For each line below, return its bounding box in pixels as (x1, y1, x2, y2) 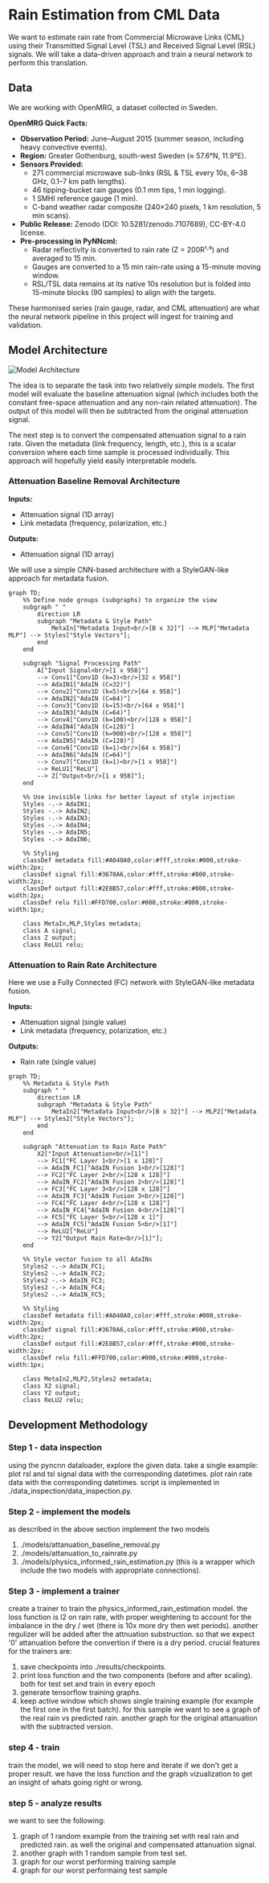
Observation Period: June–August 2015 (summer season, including (19, 133, 244, 143)
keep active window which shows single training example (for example (19, 1696, 255, 1706)
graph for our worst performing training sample (19, 1857, 177, 1867)
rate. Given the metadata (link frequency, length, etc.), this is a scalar (8, 438, 237, 448)
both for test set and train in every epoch (19, 1679, 156, 1689)
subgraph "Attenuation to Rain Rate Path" (22, 1143, 167, 1151)
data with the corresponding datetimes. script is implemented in (8, 1477, 219, 1487)
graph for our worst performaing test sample (19, 1865, 168, 1875)
